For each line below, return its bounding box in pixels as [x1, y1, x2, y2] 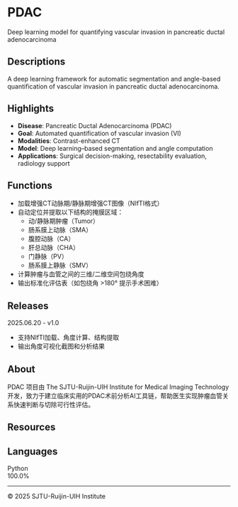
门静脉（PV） [28, 252, 69, 261]
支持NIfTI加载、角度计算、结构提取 [17, 334, 120, 342]
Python [7, 465, 28, 473]
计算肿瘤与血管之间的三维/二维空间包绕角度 [17, 270, 144, 278]
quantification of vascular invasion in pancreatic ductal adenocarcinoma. [7, 82, 220, 91]
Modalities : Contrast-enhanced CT [17, 136, 120, 145]
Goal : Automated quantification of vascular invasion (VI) [17, 129, 182, 137]
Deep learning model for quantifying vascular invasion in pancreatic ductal [7, 28, 225, 36]
